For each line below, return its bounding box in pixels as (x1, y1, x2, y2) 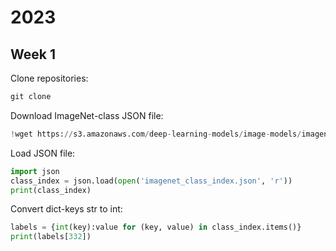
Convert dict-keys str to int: (10, 203, 123, 215)
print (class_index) (10, 185, 92, 195)
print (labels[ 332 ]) (10, 232, 92, 242)
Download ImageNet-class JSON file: (10, 109, 164, 121)
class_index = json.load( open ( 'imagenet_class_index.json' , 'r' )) (10, 176, 293, 186)
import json (10, 166, 60, 176)
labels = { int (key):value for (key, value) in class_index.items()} (10, 222, 302, 233)
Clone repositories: (10, 72, 89, 84)
